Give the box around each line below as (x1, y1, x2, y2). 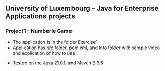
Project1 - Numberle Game (5, 28, 73, 35)
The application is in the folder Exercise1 (12, 39, 98, 45)
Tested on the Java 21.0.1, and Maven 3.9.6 (12, 60, 103, 66)
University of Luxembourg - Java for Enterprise (5, 4, 159, 13)
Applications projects (5, 12, 76, 21)
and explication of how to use (12, 50, 75, 56)
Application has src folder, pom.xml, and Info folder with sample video (12, 44, 160, 51)
